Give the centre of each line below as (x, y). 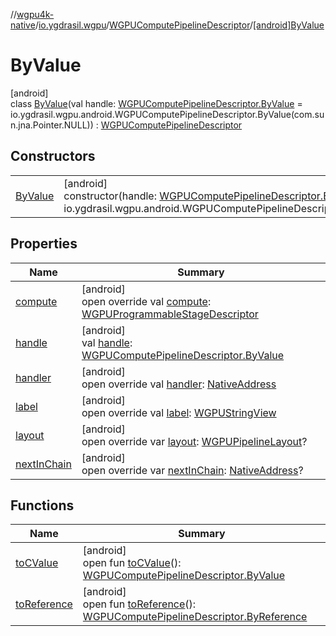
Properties (44, 244)
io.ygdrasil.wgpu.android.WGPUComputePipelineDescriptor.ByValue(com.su (167, 114)
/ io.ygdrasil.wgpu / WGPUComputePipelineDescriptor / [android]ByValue (179, 25)
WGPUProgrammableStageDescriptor (170, 314)
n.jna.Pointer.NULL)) (52, 125)
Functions (42, 505)
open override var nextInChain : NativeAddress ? (192, 470)
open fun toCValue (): (132, 563)
